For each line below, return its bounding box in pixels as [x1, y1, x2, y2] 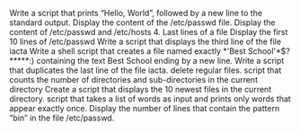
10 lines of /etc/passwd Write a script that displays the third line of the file [9, 36, 281, 47]
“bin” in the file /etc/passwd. [9, 112, 115, 123]
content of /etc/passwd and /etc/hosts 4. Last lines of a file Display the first [9, 27, 288, 37]
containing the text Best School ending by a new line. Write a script [36, 56, 285, 66]
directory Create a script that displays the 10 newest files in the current [9, 84, 272, 94]
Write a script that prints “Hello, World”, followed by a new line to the [9, 8, 263, 18]
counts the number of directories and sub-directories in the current [9, 75, 259, 84]
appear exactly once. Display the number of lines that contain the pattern [9, 103, 280, 113]
